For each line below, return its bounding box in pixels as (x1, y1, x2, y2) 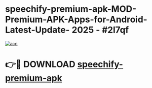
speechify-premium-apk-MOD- (5, 3, 137, 15)
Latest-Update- (5, 25, 70, 35)
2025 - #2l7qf (71, 25, 129, 35)
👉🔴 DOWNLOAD (5, 59, 76, 70)
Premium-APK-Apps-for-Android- (5, 14, 148, 25)
